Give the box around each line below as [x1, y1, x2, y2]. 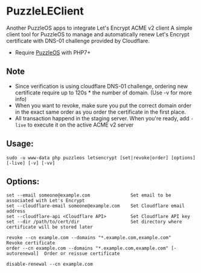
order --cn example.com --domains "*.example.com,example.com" [6, 245, 169, 252]
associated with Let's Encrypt [6, 198, 85, 204]
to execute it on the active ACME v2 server [27, 121, 134, 128]
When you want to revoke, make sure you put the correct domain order [14, 102, 192, 109]
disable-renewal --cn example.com [6, 261, 94, 268]
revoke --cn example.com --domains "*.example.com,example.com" [6, 235, 171, 241]
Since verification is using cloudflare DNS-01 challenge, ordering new [14, 82, 188, 90]
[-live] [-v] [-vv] [6, 160, 56, 166]
